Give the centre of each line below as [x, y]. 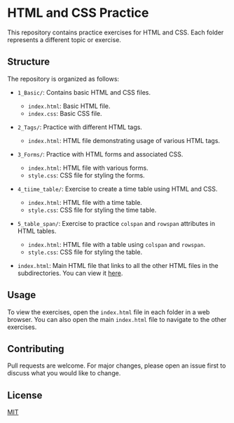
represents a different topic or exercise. [64, 39]
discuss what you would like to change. [64, 373]
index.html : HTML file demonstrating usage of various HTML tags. [124, 140]
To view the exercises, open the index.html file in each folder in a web [109, 312]
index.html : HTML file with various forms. [88, 168]
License [25, 395]
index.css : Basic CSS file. [65, 113]
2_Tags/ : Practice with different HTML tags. [80, 127]
